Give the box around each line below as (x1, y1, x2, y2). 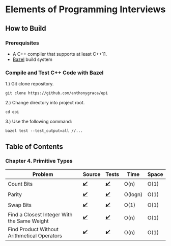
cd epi (5, 109, 19, 115)
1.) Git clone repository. (5, 81, 54, 87)
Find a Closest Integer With (8, 211, 73, 218)
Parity (8, 191, 22, 198)
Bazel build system (12, 56, 52, 62)
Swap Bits (8, 202, 32, 209)
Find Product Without (8, 226, 59, 233)
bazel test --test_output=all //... (5, 128, 83, 133)
